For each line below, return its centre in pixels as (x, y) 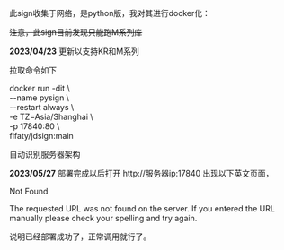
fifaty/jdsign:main (41, 136)
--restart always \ (42, 107)
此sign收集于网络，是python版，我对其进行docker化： (110, 13)
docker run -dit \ (40, 88)
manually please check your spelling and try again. (103, 218)
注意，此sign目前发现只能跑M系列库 (76, 32)
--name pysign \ (40, 98)
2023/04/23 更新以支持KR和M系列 (74, 51)
